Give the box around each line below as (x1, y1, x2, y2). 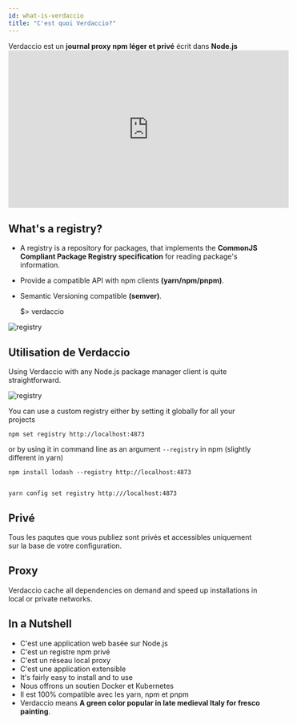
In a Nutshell (8, 617, 72, 631)
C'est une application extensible (19, 664, 126, 674)
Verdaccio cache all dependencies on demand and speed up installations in (8, 585, 258, 595)
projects (8, 415, 36, 424)
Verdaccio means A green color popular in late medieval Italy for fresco (19, 698, 260, 707)
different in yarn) (8, 453, 64, 463)
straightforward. (8, 376, 62, 385)
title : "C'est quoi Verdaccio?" (8, 19, 116, 27)
